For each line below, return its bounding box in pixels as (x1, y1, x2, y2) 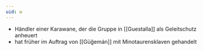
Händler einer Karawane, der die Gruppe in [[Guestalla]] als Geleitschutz (14, 25, 197, 32)
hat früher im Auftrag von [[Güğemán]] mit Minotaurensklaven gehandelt (14, 38, 198, 45)
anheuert (14, 31, 38, 39)
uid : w (5, 8, 23, 15)
